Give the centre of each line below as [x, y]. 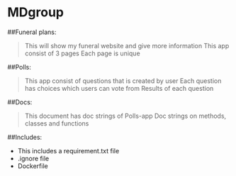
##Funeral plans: [32, 32]
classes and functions [57, 123]
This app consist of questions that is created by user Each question [123, 81]
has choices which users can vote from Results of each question [119, 88]
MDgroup [35, 12]
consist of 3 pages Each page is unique [82, 53]
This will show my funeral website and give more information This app [127, 45]
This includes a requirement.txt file [68, 150]
